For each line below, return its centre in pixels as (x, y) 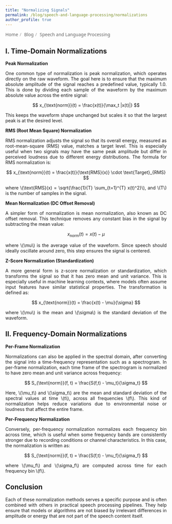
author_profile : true (28, 20)
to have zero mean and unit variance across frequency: (63, 373)
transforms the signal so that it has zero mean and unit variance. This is (86, 276)
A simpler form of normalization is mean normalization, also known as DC (86, 213)
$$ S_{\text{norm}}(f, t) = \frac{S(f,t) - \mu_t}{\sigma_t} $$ (86, 383)
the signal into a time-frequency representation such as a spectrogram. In (86, 362)
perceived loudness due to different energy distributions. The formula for (86, 157)
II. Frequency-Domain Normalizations (66, 334)
